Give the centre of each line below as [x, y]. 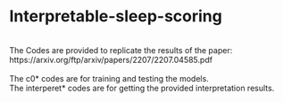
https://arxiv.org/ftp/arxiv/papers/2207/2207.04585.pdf [111, 59]
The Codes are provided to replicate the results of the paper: [121, 50]
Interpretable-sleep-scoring [116, 16]
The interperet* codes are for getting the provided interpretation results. [142, 88]
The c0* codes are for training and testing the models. [109, 78]
